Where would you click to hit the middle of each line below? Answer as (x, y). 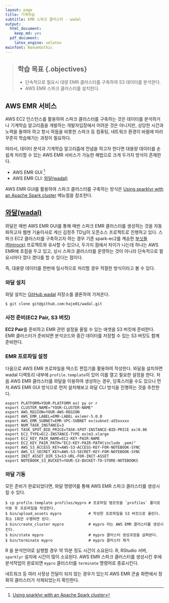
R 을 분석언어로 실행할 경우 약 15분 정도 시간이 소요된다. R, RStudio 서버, (76, 550)
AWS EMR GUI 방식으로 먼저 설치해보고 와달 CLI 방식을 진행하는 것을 (78, 387)
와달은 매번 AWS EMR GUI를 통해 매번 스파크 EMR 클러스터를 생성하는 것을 (79, 226)
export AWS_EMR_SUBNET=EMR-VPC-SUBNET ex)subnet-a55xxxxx (67, 421)
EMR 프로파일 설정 (26, 356)
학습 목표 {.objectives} (52, 69)
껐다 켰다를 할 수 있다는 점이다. (53, 257)
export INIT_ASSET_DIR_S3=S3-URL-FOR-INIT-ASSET (57, 456)
